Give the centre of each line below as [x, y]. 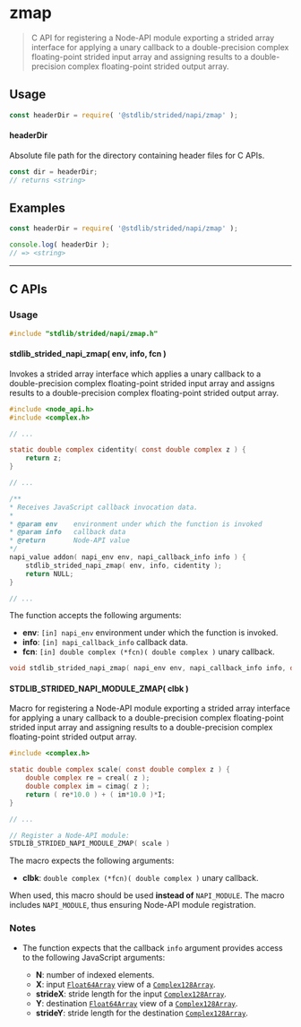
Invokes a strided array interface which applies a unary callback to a [135, 374]
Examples [37, 207]
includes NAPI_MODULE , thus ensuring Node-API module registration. [133, 905]
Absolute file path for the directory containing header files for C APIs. [137, 155]
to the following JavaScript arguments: [94, 957]
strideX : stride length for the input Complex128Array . [131, 994]
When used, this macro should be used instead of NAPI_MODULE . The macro [147, 895]
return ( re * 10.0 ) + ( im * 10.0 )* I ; [96, 794]
